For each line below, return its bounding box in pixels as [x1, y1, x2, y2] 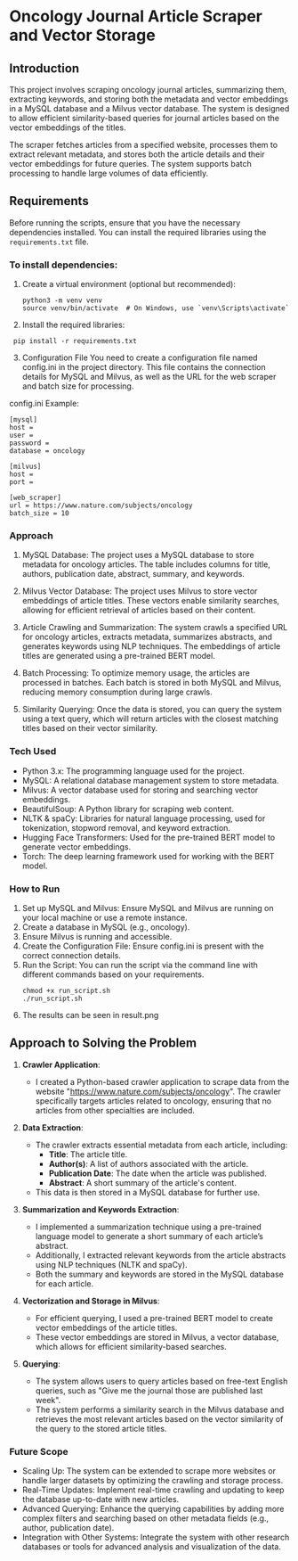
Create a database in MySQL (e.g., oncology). [21, 922, 190, 932]
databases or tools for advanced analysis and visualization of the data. [21, 1541, 282, 1552]
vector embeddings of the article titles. [35, 1322, 178, 1333]
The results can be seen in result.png [21, 1010, 159, 1020]
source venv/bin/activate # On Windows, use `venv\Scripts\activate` [21, 304, 290, 313]
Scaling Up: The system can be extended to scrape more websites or [21, 1466, 277, 1476]
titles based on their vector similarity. [21, 723, 158, 734]
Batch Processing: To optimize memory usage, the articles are [21, 668, 251, 678]
